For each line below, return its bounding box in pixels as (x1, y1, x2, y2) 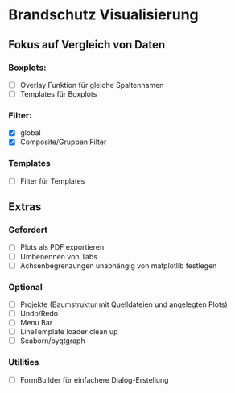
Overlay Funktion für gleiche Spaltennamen (19, 80, 164, 89)
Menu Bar (19, 318, 53, 328)
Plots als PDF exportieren (19, 242, 105, 252)
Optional (8, 281, 43, 292)
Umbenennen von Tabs (19, 251, 98, 261)
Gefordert (8, 224, 48, 235)
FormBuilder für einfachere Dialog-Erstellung (19, 374, 169, 384)
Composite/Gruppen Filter (19, 137, 107, 147)
